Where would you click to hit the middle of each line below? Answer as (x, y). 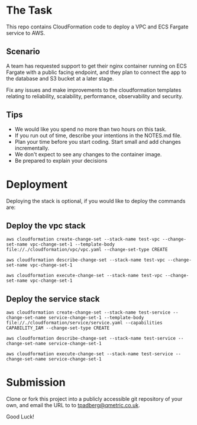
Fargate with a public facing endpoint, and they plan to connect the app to (96, 72)
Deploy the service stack (53, 299)
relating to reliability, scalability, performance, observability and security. (95, 96)
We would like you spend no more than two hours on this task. (91, 129)
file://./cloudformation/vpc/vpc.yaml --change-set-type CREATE (87, 250)
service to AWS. (26, 33)
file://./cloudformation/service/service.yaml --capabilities (84, 323)
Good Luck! (20, 417)
